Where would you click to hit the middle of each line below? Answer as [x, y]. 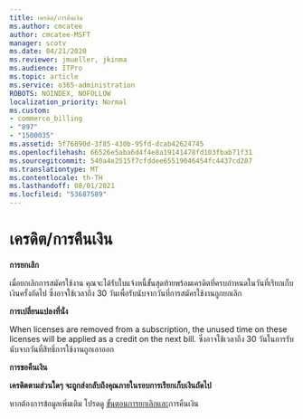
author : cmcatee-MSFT [50, 34]
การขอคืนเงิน [28, 367]
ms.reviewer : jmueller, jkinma [68, 60]
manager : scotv [38, 43]
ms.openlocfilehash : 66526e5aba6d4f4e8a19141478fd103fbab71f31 [131, 152]
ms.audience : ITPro [46, 69]
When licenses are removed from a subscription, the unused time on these [148, 329]
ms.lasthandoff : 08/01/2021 [62, 186]
